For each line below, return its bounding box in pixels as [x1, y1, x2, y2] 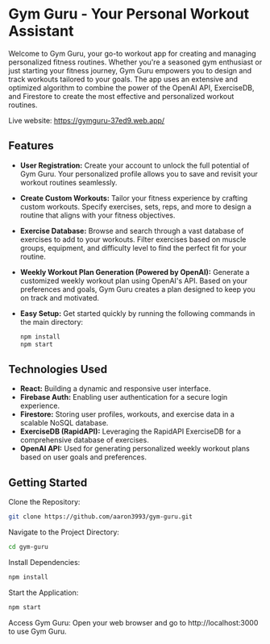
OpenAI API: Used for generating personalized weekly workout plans [19, 444, 250, 454]
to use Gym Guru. [8, 626, 67, 636]
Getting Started [8, 476, 88, 489]
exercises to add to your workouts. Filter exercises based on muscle [19, 235, 247, 244]
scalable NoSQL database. [19, 418, 109, 428]
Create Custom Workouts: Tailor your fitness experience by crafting [19, 193, 248, 202]
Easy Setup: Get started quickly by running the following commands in [19, 308, 255, 318]
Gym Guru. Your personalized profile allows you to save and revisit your [19, 168, 258, 178]
